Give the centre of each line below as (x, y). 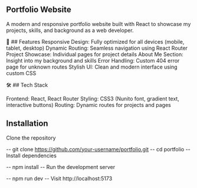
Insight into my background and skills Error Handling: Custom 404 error (93, 60)
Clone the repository (31, 138)
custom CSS (21, 73)
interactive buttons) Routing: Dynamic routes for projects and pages (88, 105)
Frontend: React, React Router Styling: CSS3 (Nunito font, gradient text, (93, 98)
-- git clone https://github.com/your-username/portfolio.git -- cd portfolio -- (98, 149)
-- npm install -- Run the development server (61, 167)
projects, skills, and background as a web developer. (70, 30)
